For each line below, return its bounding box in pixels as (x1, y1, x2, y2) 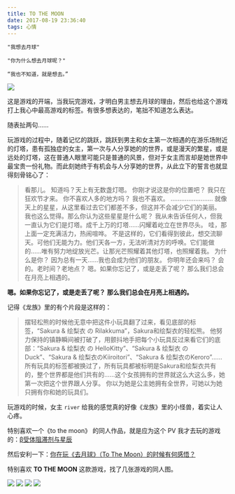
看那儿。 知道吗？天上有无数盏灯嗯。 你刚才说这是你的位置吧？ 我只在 (24, 186, 226, 194)
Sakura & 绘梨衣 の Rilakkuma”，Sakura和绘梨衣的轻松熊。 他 (39, 327, 217, 335)
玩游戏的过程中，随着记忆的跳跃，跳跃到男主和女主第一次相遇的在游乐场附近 (7, 136, 228, 144)
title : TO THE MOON (7, 10, 64, 18)
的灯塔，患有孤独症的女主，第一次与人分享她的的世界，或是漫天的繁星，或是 (7, 144, 228, 153)
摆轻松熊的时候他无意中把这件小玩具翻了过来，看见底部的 (24, 318, 190, 327)
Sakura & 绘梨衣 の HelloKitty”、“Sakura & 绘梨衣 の (39, 344, 189, 352)
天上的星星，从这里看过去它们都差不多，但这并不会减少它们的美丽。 (24, 203, 221, 212)
